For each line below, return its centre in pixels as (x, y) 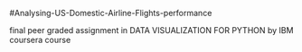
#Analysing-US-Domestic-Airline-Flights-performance (111, 13)
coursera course (40, 40)
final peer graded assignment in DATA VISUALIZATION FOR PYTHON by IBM (151, 30)
